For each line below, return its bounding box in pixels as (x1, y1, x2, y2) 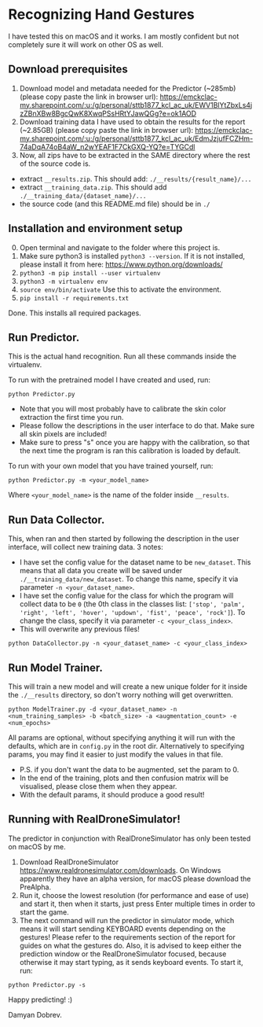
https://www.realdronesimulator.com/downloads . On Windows (19, 865, 221, 874)
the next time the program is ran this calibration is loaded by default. (19, 446, 241, 455)
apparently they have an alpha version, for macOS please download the (19, 874, 251, 883)
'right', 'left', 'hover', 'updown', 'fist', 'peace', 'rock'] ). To (19, 608, 246, 617)
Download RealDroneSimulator (19, 857, 119, 867)
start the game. (19, 907, 69, 917)
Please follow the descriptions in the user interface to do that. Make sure (19, 421, 255, 430)
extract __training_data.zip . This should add (19, 182, 167, 192)
